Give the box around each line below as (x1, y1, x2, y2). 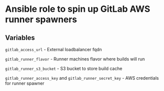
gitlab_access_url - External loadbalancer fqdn (5, 47, 102, 52)
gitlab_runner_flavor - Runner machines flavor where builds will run (5, 56, 145, 62)
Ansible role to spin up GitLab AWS (5, 3, 150, 15)
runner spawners (5, 14, 77, 25)
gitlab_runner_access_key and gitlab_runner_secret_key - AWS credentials (5, 75, 159, 81)
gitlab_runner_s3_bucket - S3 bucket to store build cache (5, 65, 123, 71)
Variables (5, 33, 35, 42)
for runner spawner (5, 80, 44, 86)
